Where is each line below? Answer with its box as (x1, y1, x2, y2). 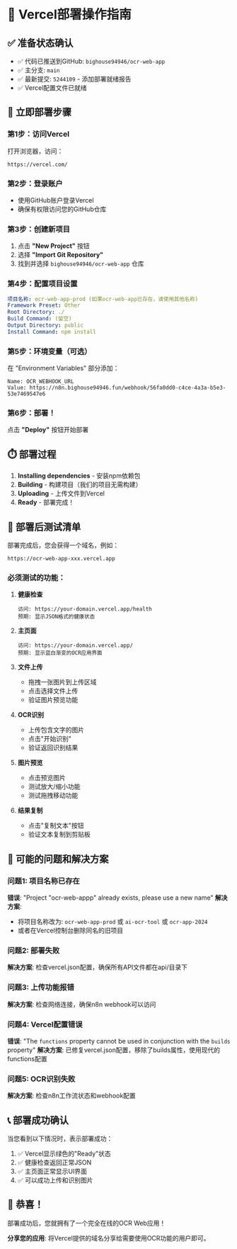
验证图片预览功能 (28, 696, 79, 704)
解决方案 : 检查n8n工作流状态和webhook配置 (7, 1092, 136, 1100)
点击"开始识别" (28, 735, 72, 743)
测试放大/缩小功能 (28, 782, 81, 791)
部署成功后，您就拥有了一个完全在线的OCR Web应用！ (7, 1219, 166, 1227)
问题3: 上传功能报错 (7, 983, 74, 993)
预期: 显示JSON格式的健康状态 (17, 614, 96, 621)
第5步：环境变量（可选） (7, 346, 92, 356)
